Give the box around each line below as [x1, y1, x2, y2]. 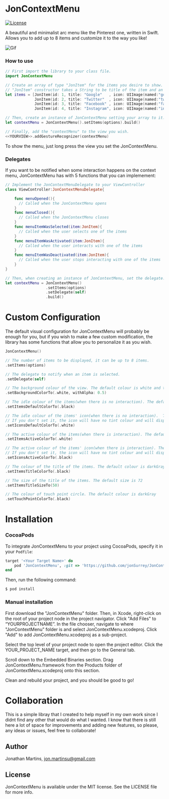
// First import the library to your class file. [5, 69, 112, 74]
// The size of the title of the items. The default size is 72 [5, 478, 143, 483]
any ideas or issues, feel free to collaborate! [5, 728, 97, 734]
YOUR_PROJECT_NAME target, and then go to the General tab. [5, 647, 136, 653]
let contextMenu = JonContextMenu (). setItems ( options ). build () [5, 120, 141, 125]
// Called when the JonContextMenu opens [18, 201, 107, 206]
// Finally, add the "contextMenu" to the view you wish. [5, 129, 129, 134]
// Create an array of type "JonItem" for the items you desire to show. [5, 82, 163, 87]
